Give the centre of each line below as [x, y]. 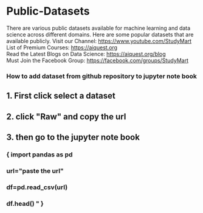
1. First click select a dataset [61, 96]
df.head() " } [25, 203]
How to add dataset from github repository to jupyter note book [102, 76]
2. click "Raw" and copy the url [66, 117]
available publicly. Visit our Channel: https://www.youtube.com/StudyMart [99, 41]
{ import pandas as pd [40, 155]
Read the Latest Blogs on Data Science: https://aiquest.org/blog [86, 54]
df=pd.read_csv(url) [37, 187]
